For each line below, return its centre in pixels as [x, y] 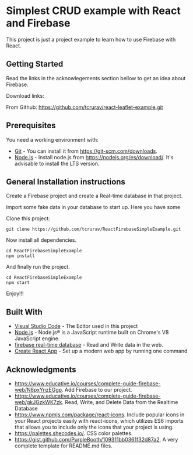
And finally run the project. [38, 267]
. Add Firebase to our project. [97, 390]
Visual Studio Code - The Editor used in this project [76, 326]
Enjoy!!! [15, 293]
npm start [18, 283]
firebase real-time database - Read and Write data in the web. [89, 345]
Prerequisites [31, 126]
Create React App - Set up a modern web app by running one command [101, 351]
